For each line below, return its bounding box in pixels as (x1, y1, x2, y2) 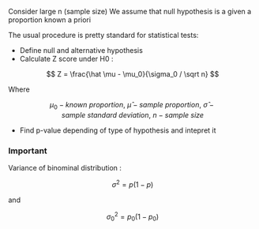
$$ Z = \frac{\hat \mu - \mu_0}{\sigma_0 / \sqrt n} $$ (46, 69, 220, 78)
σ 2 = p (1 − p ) (111, 178, 154, 189)
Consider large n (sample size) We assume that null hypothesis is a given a (8, 7, 252, 16)
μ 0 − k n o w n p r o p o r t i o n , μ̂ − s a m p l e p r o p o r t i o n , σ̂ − (50, 100, 215, 111)
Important (8, 145, 47, 156)
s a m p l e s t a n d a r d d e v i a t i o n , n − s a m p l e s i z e (62, 110, 204, 119)
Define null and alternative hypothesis (19, 46, 144, 54)
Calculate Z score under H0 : (19, 54, 114, 63)
